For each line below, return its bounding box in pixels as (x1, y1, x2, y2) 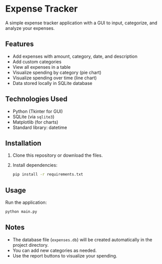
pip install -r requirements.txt (12, 172, 84, 177)
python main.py (5, 209, 37, 214)
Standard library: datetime (12, 124, 67, 130)
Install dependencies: (12, 162, 58, 168)
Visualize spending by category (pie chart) (12, 69, 102, 75)
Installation (5, 139, 42, 147)
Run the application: (5, 199, 47, 205)
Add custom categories (12, 59, 62, 65)
